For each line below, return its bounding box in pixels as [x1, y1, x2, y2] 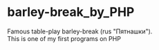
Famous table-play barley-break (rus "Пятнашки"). [7, 27, 153, 35]
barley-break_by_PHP [7, 4, 135, 20]
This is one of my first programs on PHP [7, 34, 121, 42]
